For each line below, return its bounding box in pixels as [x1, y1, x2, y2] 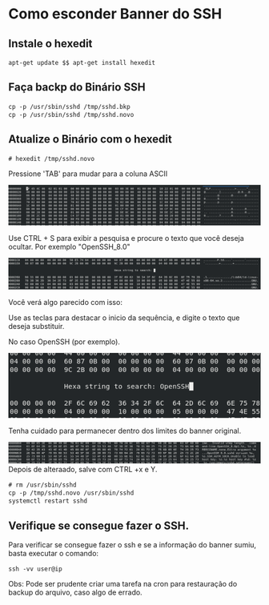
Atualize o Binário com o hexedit [8, 133, 172, 146]
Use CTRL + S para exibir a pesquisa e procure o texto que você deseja [8, 234, 244, 243]
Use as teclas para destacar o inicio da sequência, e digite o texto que [8, 313, 240, 323]
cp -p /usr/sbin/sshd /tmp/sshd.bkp [8, 102, 130, 110]
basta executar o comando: [8, 549, 98, 559]
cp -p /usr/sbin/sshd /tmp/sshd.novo [8, 110, 134, 118]
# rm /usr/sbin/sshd [8, 481, 78, 489]
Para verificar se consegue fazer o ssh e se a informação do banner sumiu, [8, 540, 257, 550]
